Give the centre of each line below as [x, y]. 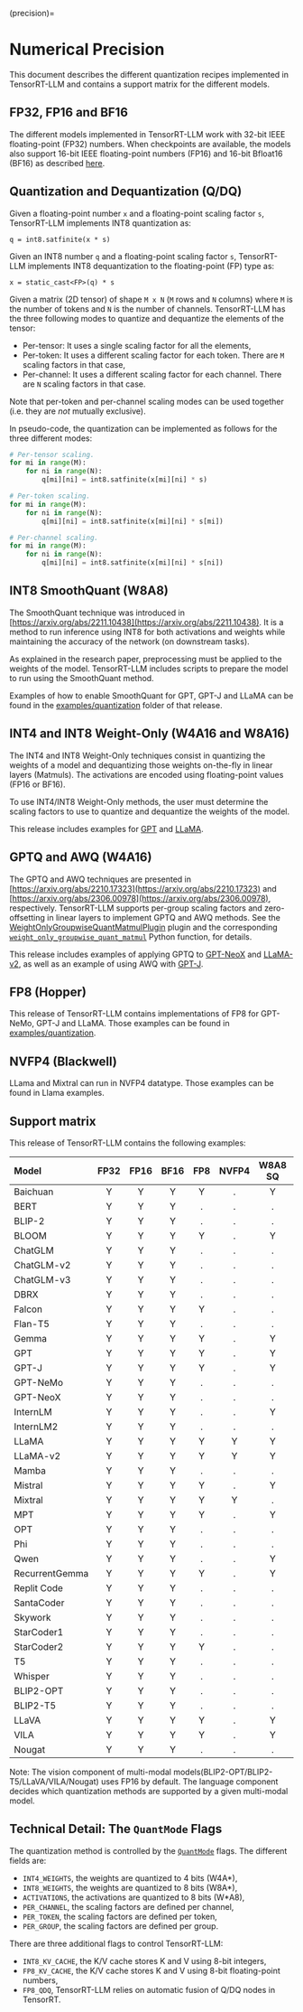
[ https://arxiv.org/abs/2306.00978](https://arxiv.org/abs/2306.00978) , [140, 898]
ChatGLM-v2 [42, 1265]
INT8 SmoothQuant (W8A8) [89, 591]
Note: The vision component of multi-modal [90, 1772]
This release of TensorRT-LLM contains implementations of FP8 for [134, 1014]
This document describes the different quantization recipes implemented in [149, 74]
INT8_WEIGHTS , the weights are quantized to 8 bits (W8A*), [130, 1887]
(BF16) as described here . [57, 163]
